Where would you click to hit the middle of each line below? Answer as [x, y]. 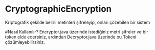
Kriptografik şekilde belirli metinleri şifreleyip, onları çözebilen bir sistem [77, 22]
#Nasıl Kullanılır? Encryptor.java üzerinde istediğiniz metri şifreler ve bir [77, 32]
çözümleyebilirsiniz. [25, 42]
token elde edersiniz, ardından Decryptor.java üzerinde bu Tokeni [71, 37]
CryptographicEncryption [58, 9]
